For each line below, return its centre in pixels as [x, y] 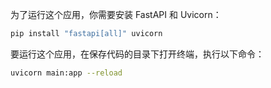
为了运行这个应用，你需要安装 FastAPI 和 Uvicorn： [116, 14]
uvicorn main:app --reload [66, 73]
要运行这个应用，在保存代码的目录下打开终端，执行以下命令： [137, 54]
